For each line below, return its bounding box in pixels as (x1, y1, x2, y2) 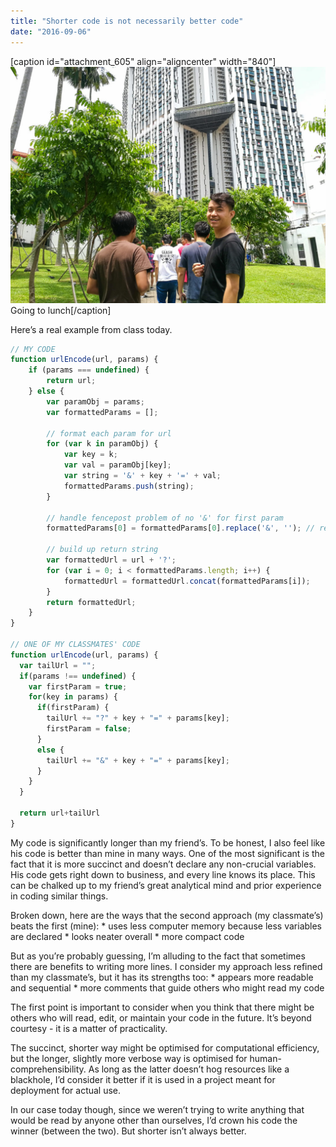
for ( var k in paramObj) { (46, 439, 159, 449)
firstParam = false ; (46, 724, 132, 734)
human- (249, 1052, 282, 1064)
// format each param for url (46, 428, 172, 439)
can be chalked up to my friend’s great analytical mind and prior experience (10, 879, 322, 891)
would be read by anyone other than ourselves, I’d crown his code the (10, 1114, 298, 1126)
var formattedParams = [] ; (46, 407, 159, 417)
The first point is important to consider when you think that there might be (10, 1001, 315, 1013)
